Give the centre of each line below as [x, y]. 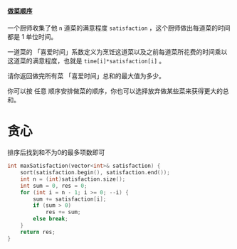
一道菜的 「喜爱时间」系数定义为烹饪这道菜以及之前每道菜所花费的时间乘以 [117, 52]
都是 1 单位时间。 [32, 37]
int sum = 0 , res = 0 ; [54, 186]
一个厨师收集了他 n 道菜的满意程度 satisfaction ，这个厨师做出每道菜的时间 [119, 28]
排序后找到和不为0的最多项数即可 [56, 152]
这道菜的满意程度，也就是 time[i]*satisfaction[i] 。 [86, 61]
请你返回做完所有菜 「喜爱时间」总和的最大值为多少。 [86, 76]
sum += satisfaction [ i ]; [70, 199]
